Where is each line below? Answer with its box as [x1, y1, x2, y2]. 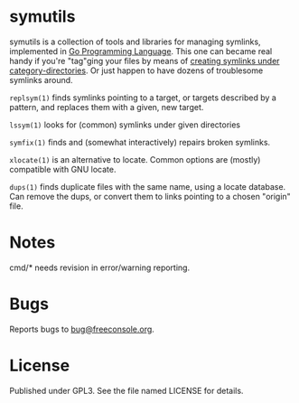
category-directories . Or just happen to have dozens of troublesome [9, 65, 264, 76]
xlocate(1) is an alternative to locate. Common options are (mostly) [9, 154, 261, 164]
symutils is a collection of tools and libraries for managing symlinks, [9, 36, 261, 47]
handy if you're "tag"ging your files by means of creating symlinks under [9, 55, 280, 66]
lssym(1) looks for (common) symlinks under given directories [9, 119, 241, 130]
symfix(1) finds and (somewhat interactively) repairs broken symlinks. [9, 136, 271, 147]
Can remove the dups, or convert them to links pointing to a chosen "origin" [9, 191, 291, 201]
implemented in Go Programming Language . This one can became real [9, 45, 273, 56]
